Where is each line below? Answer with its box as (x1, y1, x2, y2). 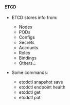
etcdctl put (18, 95, 41, 101)
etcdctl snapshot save (18, 79, 64, 85)
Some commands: (11, 70, 48, 75)
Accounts (18, 45, 38, 51)
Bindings (18, 55, 37, 61)
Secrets (18, 39, 35, 46)
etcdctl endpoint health (18, 84, 66, 90)
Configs (18, 35, 35, 40)
